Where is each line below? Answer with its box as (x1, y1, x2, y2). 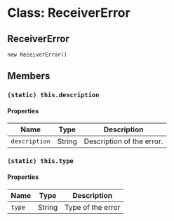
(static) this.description (7, 91, 100, 99)
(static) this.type (7, 157, 74, 165)
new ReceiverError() (7, 51, 68, 58)
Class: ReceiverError (7, 5, 131, 21)
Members (7, 70, 51, 82)
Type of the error (64, 202, 121, 212)
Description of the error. (83, 136, 163, 146)
